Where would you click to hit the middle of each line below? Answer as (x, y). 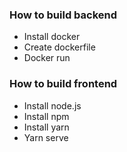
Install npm (46, 116)
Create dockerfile (59, 47)
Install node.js (52, 105)
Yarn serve (46, 137)
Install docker (52, 37)
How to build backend (63, 15)
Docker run (47, 58)
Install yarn (46, 127)
